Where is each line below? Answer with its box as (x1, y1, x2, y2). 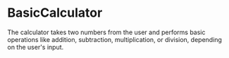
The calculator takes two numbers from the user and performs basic (7, 28, 206, 36)
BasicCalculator (7, 5, 103, 21)
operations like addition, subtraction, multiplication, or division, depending (7, 35, 222, 43)
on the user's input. (7, 43, 64, 51)
